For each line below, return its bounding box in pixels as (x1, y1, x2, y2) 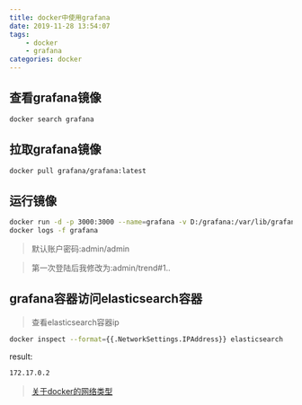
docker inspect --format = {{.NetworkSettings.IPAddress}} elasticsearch (9, 334, 283, 344)
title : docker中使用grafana (9, 13, 111, 22)
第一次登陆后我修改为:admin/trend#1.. (31, 262, 171, 273)
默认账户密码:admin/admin (31, 243, 130, 254)
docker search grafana (9, 114, 94, 124)
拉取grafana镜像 (9, 142, 102, 157)
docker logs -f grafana (9, 226, 99, 235)
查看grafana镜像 (9, 91, 102, 106)
